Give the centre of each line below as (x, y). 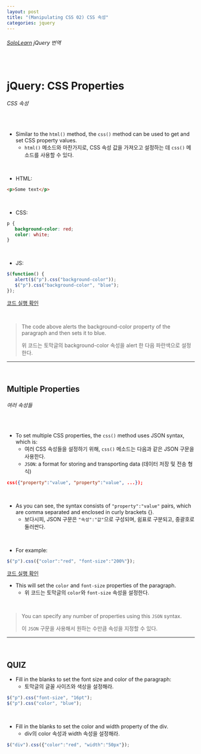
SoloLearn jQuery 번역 (34, 42)
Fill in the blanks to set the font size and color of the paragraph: (93, 679)
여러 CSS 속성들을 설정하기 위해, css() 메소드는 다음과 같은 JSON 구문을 (109, 449)
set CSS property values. (46, 140)
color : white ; (32, 235)
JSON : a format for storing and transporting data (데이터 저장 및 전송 (105, 464)
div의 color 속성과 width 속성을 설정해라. (72, 733)
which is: (26, 442)
